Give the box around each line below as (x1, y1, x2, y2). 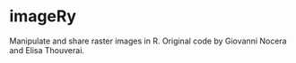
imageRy (9, 6, 77, 27)
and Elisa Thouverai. (9, 44, 85, 55)
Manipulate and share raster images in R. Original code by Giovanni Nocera (9, 35, 287, 46)
